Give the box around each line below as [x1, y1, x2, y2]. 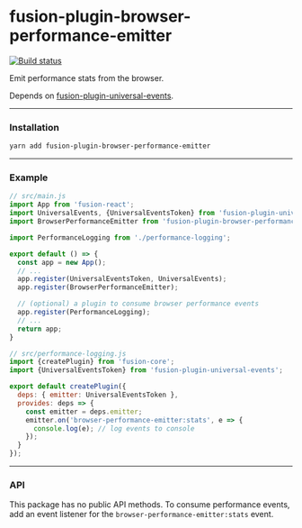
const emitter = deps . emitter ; [25, 407, 143, 416]
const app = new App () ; [17, 258, 106, 267]
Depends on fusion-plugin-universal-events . [9, 90, 173, 101]
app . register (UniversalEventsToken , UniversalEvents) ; [17, 275, 227, 284]
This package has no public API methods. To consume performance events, [9, 499, 290, 510]
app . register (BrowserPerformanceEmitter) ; [17, 283, 179, 292]
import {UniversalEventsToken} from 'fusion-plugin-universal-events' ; [9, 366, 283, 375]
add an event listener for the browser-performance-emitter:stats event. [9, 509, 274, 520]
